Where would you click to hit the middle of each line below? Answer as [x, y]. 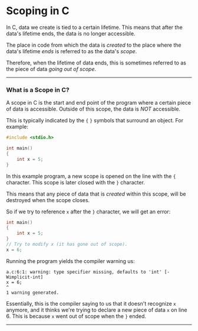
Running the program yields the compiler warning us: [70, 261]
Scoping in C [38, 11]
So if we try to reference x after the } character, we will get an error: [88, 212]
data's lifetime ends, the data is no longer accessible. [71, 33]
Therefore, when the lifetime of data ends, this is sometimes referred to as [96, 63]
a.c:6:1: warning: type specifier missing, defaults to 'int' [84, 272]
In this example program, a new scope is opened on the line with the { [91, 176]
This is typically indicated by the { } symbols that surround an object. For [95, 121]
